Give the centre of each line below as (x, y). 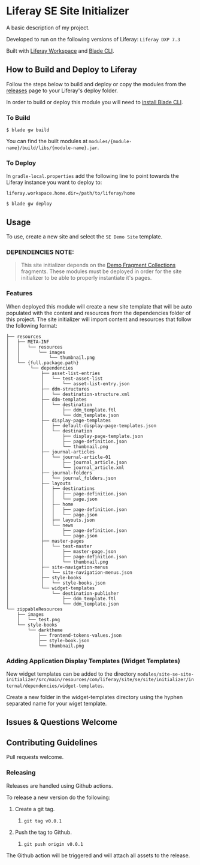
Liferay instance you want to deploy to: (54, 182)
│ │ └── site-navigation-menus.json (69, 572)
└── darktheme (45, 630)
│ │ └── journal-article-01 (59, 457)
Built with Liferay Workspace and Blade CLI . (60, 51)
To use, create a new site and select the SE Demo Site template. (84, 237)
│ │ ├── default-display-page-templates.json (81, 426)
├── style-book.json (64, 640)
